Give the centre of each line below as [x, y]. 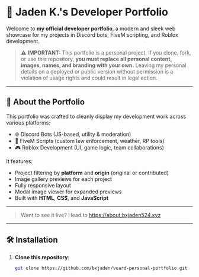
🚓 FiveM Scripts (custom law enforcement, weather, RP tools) [89, 141]
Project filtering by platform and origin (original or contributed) [92, 173]
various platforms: [28, 122]
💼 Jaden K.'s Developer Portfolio [87, 12]
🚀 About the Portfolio [45, 102]
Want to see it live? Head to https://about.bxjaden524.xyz [91, 215]
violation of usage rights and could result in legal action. [89, 78]
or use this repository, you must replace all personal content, [96, 59]
